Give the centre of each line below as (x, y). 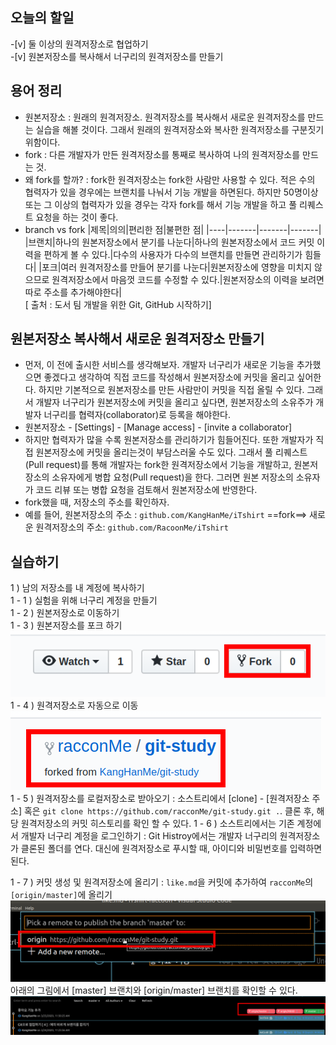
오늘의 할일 (42, 18)
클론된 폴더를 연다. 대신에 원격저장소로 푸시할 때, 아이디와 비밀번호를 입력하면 (171, 849)
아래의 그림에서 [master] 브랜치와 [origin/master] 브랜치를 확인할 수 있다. (154, 990)
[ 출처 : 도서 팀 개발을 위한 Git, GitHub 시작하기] (118, 304)
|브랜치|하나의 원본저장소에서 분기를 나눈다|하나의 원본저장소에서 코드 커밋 (169, 242)
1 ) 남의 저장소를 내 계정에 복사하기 (77, 588)
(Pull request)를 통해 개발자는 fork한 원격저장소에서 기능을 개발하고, (158, 465)
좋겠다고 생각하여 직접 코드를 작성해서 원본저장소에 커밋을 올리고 (169, 377)
